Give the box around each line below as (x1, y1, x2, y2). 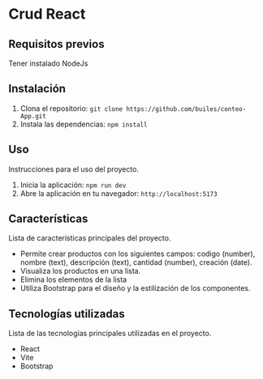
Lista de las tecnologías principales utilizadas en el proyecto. (8, 329, 212, 339)
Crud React (8, 5, 86, 23)
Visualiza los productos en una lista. (19, 266, 141, 276)
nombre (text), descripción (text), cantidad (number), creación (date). (19, 258, 253, 267)
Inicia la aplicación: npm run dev (19, 180, 127, 189)
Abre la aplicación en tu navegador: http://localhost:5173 (19, 188, 218, 198)
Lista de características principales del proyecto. (8, 233, 171, 243)
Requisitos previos (8, 37, 105, 51)
